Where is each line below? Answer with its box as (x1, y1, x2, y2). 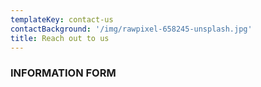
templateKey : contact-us (10, 14, 114, 25)
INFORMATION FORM (10, 66, 117, 80)
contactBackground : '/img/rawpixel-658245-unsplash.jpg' (10, 24, 253, 34)
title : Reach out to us (10, 33, 110, 43)
